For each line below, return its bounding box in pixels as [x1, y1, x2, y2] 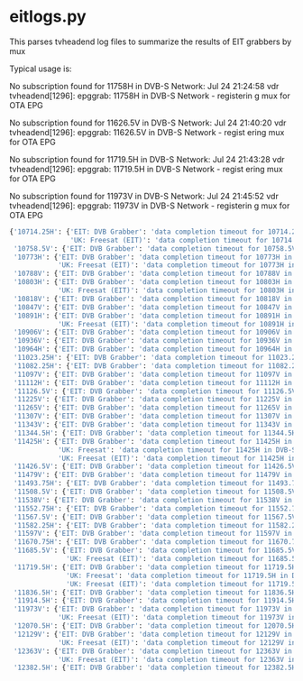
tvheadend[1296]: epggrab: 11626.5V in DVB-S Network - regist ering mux [9, 126, 285, 137]
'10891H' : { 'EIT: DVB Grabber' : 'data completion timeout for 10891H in [13, 311, 293, 320]
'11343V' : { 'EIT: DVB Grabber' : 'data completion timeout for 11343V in [13, 420, 293, 429]
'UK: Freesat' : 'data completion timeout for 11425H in [57, 445, 272, 455]
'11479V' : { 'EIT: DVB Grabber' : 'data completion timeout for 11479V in [13, 471, 293, 480]
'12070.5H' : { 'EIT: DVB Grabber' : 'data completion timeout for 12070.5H [13, 621, 297, 630]
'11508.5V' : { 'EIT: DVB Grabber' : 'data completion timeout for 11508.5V [13, 487, 297, 497]
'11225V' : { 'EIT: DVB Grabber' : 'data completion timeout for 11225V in [13, 395, 293, 404]
